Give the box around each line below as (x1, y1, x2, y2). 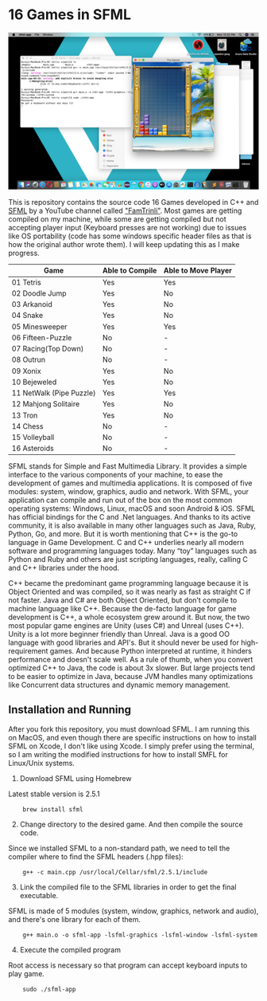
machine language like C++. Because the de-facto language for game (8, 603, 237, 613)
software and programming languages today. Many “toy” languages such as (8, 546, 257, 555)
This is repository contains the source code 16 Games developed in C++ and (8, 197, 259, 206)
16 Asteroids (11, 444, 54, 453)
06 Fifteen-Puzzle (11, 332, 72, 342)
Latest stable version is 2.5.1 (8, 789, 101, 799)
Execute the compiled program (19, 944, 122, 954)
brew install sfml (22, 805, 83, 814)
